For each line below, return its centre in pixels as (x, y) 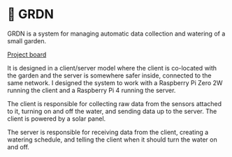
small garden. (27, 40)
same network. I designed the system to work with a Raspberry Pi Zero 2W (115, 82)
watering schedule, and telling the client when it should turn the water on (113, 140)
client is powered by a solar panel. (57, 119)
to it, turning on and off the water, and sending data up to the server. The (112, 111)
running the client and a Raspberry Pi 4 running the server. (92, 90)
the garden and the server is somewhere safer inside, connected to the (109, 75)
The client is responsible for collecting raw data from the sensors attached (115, 103)
